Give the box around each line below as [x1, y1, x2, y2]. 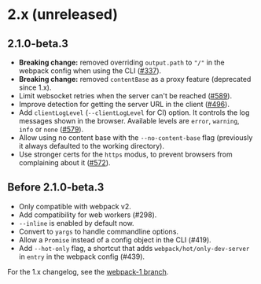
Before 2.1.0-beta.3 [7, 181, 105, 194]
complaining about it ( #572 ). [18, 158, 111, 167]
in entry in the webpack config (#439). [18, 252, 145, 261]
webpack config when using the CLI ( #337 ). [18, 66, 162, 76]
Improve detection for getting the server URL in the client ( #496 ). [18, 100, 230, 109]
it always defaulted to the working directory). [18, 142, 164, 150]
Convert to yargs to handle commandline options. [18, 227, 178, 236]
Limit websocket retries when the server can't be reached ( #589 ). [18, 91, 233, 100]
